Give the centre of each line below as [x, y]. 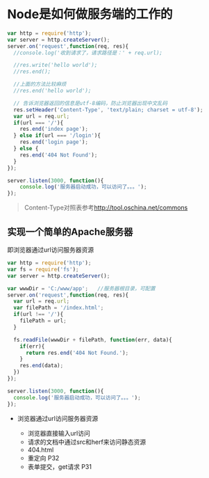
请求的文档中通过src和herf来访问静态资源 [87, 442]
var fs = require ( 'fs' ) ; [43, 269]
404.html [41, 449]
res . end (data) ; [42, 366]
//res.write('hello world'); [56, 65]
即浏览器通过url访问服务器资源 [51, 250]
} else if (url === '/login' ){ [57, 136]
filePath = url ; [43, 321]
